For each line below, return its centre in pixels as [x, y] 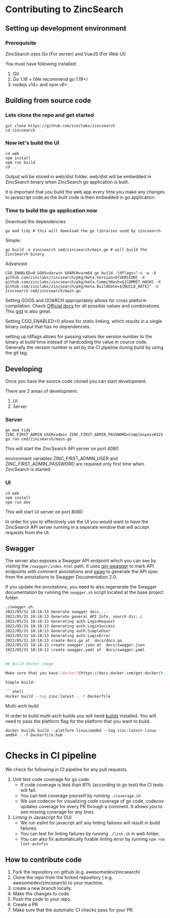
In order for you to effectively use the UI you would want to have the [77, 522]
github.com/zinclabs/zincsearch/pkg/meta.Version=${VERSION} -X [75, 278]
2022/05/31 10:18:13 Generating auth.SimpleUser [58, 631]
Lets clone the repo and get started [50, 115]
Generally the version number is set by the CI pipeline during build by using [84, 347]
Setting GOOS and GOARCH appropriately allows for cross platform [76, 300]
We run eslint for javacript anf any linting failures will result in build [90, 823]
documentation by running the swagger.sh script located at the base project [84, 592]
